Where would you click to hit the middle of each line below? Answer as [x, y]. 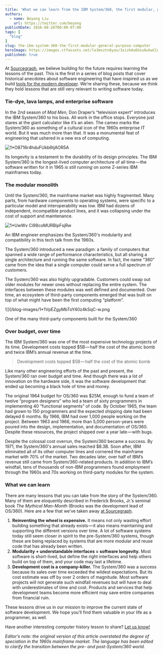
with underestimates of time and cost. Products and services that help [82, 587]
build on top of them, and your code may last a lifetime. [67, 561]
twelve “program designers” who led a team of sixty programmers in [73, 401]
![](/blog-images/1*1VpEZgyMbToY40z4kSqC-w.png [57, 309]
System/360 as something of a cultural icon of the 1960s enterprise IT [75, 128]
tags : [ [13, 32]
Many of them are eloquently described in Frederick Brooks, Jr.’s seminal [78, 501]
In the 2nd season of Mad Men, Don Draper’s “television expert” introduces [80, 112]
